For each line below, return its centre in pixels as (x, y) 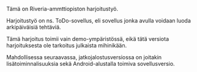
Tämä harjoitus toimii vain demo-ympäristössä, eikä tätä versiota (88, 39)
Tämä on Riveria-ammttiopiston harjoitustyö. (62, 9)
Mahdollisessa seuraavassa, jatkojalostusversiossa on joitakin (84, 57)
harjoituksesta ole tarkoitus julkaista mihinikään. (67, 45)
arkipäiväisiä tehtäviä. (34, 27)
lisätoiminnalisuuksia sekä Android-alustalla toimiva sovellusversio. (91, 64)
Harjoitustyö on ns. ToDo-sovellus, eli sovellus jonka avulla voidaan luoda (98, 20)
